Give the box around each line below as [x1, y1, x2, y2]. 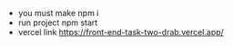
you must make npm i [17, 8, 99, 18]
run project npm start [17, 17, 98, 28]
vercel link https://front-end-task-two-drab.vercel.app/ [17, 27, 225, 37]
